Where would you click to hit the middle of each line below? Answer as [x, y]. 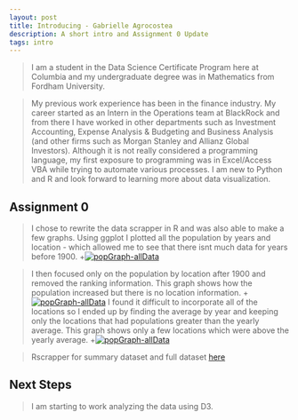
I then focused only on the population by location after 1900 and [148, 274]
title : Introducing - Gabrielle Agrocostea [91, 26]
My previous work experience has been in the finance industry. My [153, 104]
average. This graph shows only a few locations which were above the [160, 330]
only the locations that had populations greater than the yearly [145, 321]
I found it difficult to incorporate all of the [183, 302]
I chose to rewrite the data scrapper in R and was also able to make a [157, 228]
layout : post [33, 17]
